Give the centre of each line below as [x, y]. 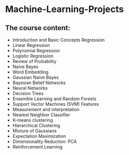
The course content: [38, 28]
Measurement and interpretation [46, 109]
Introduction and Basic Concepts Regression [58, 40]
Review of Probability [34, 61]
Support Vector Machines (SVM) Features [56, 104]
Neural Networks [30, 88]
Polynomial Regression [36, 51]
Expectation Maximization [39, 136]
